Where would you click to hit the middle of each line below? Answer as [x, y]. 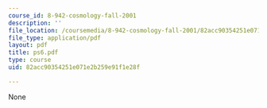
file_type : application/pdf [55, 38]
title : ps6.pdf [33, 52]
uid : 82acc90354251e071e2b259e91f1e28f [74, 67]
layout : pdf [28, 45]
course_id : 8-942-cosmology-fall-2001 [72, 15]
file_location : [33, 30]
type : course [30, 60]
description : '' [35, 23]
